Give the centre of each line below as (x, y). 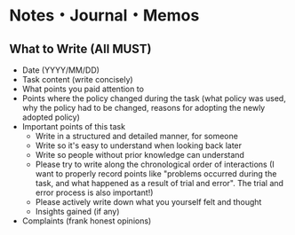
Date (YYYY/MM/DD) (61, 70)
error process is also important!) (94, 192)
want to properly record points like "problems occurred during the (156, 174)
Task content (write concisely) (77, 79)
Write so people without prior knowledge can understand (140, 155)
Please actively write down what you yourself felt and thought (148, 202)
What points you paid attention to (83, 89)
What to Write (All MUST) (80, 48)
